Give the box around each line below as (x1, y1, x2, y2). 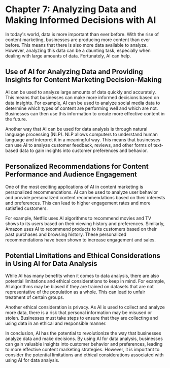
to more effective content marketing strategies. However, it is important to (5, 347, 160, 353)
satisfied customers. (5, 205, 48, 211)
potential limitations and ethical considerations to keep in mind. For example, (5, 278, 165, 284)
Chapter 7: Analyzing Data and (5, 4, 137, 15)
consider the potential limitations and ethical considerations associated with (5, 352, 164, 358)
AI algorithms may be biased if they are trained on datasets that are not (5, 284, 154, 290)
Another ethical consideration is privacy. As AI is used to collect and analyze (5, 304, 165, 311)
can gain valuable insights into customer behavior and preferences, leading (5, 341, 163, 347)
